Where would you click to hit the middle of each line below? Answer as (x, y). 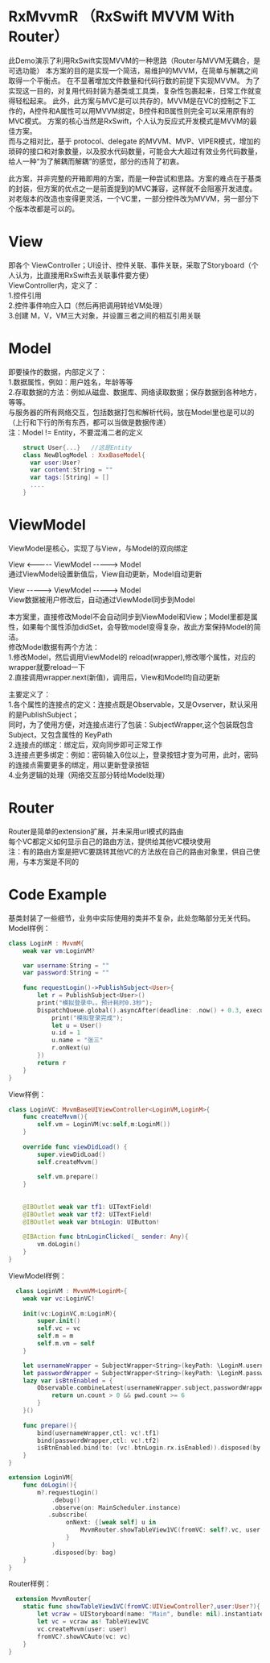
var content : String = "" (71, 470)
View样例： (27, 1094)
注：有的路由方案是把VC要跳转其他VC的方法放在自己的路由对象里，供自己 (131, 851)
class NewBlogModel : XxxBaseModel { (84, 455)
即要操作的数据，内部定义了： (57, 372)
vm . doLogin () (59, 1245)
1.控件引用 (25, 295)
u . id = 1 (66, 1033)
